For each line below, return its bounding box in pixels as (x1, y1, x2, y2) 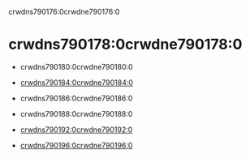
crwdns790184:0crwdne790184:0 (19, 77, 134, 88)
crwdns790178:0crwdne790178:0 (8, 36, 243, 53)
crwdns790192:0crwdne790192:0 (19, 125, 133, 135)
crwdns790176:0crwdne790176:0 (8, 7, 120, 16)
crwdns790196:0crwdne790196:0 (19, 140, 133, 150)
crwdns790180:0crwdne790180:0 (19, 62, 133, 71)
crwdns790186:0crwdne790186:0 (19, 93, 133, 103)
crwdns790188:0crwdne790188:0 (19, 109, 133, 118)
